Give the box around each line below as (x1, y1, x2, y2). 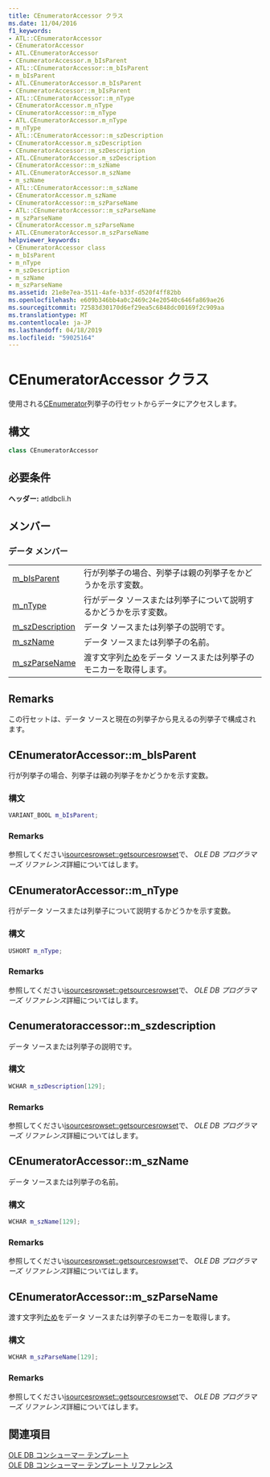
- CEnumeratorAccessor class (8, 244, 106, 252)
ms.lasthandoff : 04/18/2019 (8, 326, 103, 334)
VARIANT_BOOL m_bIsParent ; (8, 811, 99, 819)
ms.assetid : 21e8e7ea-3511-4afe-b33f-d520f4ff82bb (8, 289, 182, 297)
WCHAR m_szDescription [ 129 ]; (8, 1082, 106, 1091)
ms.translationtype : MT (8, 311, 88, 319)
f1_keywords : (8, 27, 52, 35)
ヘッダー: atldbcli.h (8, 493, 72, 503)
